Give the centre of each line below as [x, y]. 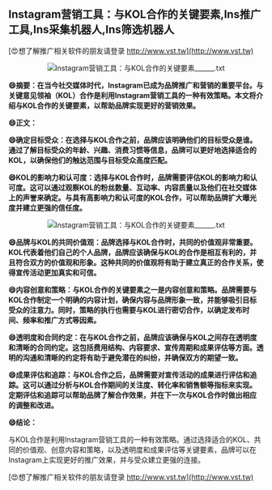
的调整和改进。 [33, 405]
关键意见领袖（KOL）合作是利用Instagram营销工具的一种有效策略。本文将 [132, 95]
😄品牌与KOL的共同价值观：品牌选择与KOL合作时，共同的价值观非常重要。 [133, 242]
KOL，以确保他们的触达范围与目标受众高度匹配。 [90, 160]
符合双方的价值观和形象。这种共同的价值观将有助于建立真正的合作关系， [136, 262]
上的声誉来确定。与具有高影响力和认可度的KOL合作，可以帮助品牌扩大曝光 [133, 198]
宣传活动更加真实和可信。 [58, 272]
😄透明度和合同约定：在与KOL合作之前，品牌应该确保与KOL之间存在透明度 [133, 337]
